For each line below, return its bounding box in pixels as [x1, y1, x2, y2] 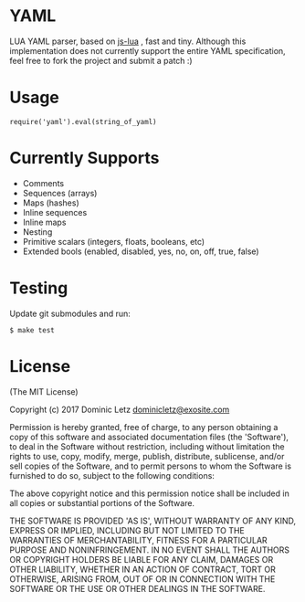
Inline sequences [22, 206, 88, 217]
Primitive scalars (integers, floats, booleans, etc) [22, 236, 205, 247]
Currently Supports [9, 148, 160, 169]
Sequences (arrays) [22, 187, 98, 198]
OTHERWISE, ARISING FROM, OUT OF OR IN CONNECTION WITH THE [9, 573, 276, 585]
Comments [22, 177, 65, 188]
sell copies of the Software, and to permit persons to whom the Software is [9, 460, 292, 471]
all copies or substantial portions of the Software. [9, 497, 195, 508]
